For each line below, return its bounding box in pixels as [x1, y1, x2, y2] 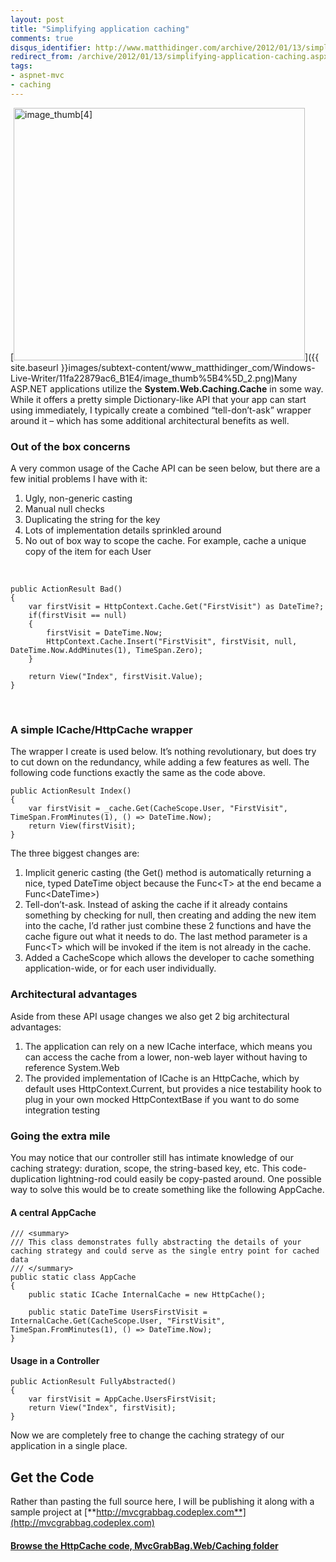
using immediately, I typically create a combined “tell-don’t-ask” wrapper [10, 404, 312, 416]
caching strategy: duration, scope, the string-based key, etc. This [10, 1162, 280, 1174]
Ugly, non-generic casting [24, 492, 133, 505]
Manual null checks [24, 503, 105, 515]
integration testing [24, 1104, 101, 1116]
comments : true [10, 33, 74, 43]
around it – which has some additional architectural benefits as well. [10, 414, 290, 426]
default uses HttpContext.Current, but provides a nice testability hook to [24, 1082, 322, 1095]
